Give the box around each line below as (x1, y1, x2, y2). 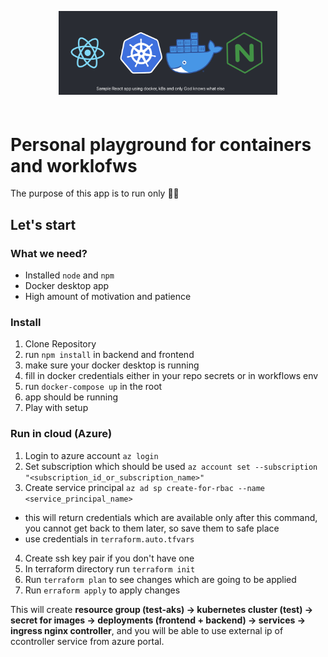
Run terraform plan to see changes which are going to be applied (24, 573, 297, 585)
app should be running (24, 391, 118, 403)
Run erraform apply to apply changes (24, 584, 181, 596)
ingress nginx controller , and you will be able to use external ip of (10, 624, 284, 636)
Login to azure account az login (24, 449, 159, 461)
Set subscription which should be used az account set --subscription (24, 460, 318, 472)
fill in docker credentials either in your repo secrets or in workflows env (24, 370, 319, 382)
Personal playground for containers (10, 133, 312, 156)
